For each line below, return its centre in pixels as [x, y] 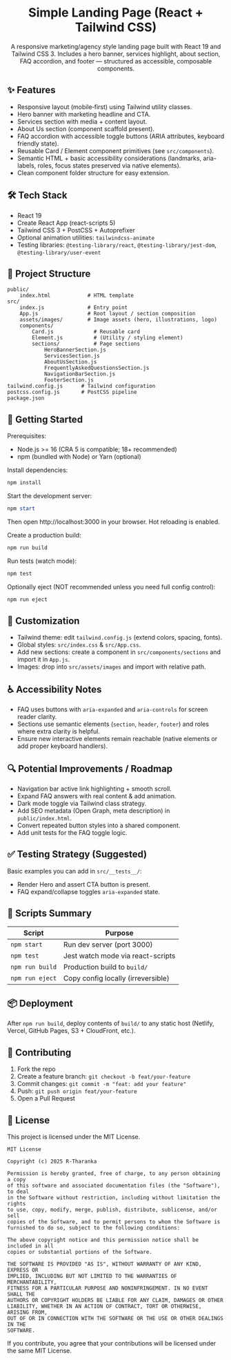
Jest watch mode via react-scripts [119, 956]
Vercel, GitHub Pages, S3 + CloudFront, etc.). [71, 1031]
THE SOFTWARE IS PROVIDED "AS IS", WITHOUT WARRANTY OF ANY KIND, [104, 1264]
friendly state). [38, 144]
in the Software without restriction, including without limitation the [114, 1198]
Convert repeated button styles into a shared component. [99, 825]
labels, [27, 165]
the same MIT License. [40, 1351]
